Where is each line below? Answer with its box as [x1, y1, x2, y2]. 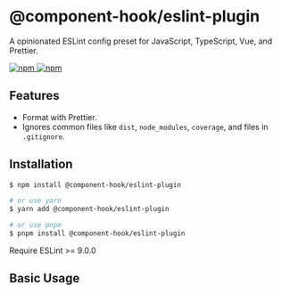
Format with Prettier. [21, 111, 97, 122]
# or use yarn [9, 196, 62, 206]
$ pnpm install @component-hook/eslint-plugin [9, 229, 186, 238]
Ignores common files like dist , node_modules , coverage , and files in [21, 121, 269, 132]
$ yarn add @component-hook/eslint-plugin [9, 205, 169, 214]
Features [9, 88, 60, 103]
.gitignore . [21, 131, 65, 142]
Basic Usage [9, 271, 80, 286]
